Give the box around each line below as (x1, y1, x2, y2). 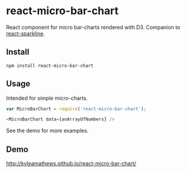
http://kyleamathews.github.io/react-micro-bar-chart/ (6, 160, 137, 167)
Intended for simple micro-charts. (6, 94, 88, 102)
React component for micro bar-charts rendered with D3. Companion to (6, 24, 181, 31)
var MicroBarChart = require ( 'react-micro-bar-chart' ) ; (6, 106, 146, 112)
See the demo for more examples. (6, 127, 89, 134)
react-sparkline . (6, 30, 45, 37)
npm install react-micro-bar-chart (6, 63, 94, 68)
